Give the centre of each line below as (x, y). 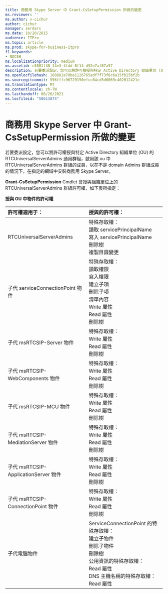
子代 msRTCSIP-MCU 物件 (39, 407)
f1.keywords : (19, 52)
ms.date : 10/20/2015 (27, 33)
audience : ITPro (22, 38)
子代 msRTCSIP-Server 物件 (41, 343)
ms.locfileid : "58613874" (32, 98)
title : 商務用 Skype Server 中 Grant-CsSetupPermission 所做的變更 (73, 10)
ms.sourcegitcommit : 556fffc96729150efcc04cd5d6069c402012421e (72, 80)
